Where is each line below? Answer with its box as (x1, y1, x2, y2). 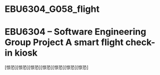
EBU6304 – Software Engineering (4, 26, 146, 38)
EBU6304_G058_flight (4, 3, 99, 15)
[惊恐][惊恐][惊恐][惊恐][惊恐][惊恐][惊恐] (4, 65, 88, 71)
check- (125, 37, 155, 48)
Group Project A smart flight (4, 37, 123, 48)
